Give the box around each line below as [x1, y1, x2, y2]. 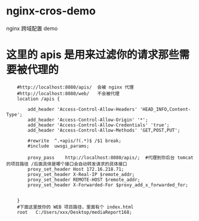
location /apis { [17, 96, 60, 102]
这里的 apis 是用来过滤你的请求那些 [6, 48, 179, 62]
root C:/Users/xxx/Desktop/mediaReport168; [17, 209, 133, 215]
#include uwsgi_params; [27, 143, 90, 149]
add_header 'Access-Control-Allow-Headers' [27, 106, 137, 112]
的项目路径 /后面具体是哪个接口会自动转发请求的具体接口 [6, 161, 127, 167]
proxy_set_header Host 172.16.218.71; [27, 166, 124, 172]
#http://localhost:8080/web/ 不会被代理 [17, 90, 120, 96]
